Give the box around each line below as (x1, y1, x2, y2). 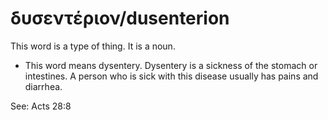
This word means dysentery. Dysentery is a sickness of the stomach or (24, 59, 318, 71)
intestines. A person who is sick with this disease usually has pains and (24, 70, 319, 82)
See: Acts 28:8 (10, 100, 72, 112)
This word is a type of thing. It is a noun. (10, 40, 176, 52)
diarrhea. (24, 80, 63, 92)
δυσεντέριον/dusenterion (10, 7, 230, 30)
